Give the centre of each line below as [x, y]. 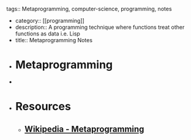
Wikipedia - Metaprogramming [84, 129]
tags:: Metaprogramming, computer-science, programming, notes [89, 9]
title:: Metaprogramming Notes [54, 40]
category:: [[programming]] [50, 20]
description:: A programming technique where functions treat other [100, 27]
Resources [43, 107]
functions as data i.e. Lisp [48, 34]
